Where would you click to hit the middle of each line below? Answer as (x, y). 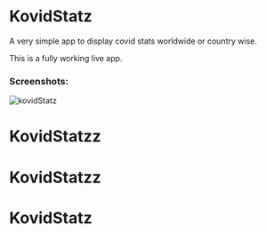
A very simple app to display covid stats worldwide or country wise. (133, 41)
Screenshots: (39, 81)
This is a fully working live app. (66, 58)
